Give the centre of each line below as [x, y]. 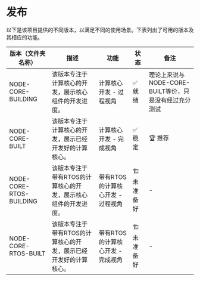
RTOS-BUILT [27, 253]
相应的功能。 [27, 37]
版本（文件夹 [28, 53]
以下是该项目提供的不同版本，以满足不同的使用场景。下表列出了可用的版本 [97, 30]
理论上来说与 [167, 75]
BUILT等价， [166, 91]
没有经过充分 [173, 100]
